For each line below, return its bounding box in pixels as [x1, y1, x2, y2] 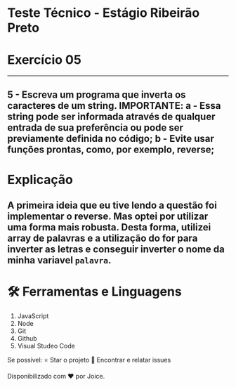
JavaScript [17, 312, 49, 320]
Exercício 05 [7, 52, 82, 68]
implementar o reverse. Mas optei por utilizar [7, 211, 209, 223]
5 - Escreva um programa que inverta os [7, 88, 186, 100]
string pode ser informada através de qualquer [7, 110, 216, 122]
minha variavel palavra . [7, 254, 112, 266]
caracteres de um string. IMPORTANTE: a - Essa [7, 100, 221, 112]
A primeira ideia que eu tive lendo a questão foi [7, 199, 218, 211]
